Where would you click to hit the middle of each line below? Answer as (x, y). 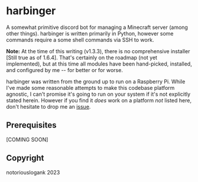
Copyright (25, 158)
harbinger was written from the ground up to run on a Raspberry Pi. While (96, 82)
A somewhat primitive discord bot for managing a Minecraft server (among (97, 27)
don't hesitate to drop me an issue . (48, 106)
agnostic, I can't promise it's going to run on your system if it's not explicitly (98, 94)
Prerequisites (31, 125)
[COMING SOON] (27, 139)
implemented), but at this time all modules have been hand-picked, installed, (99, 64)
